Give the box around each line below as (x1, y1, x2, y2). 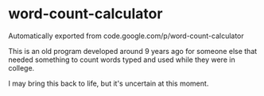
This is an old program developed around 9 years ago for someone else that (8, 46, 258, 56)
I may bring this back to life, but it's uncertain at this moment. (8, 79, 209, 88)
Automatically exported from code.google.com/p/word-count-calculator (8, 31, 244, 40)
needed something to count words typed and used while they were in (8, 55, 236, 64)
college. (8, 63, 35, 72)
